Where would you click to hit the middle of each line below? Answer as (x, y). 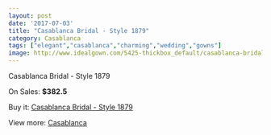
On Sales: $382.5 (38, 92)
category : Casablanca (45, 38)
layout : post (30, 16)
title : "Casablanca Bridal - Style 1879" (79, 31)
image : (19, 53)
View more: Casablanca (48, 123)
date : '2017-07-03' (41, 23)
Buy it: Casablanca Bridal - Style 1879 (71, 107)
